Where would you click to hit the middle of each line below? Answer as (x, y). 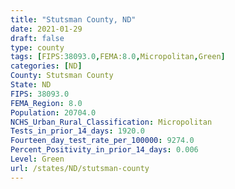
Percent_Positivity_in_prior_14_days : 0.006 (104, 150)
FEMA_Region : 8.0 (46, 103)
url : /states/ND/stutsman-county (80, 168)
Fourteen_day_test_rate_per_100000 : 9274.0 (102, 141)
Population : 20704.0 (53, 112)
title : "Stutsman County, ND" (73, 19)
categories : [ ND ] (46, 66)
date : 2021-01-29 (46, 29)
